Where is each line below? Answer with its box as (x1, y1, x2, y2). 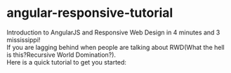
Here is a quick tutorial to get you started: (6, 58, 127, 66)
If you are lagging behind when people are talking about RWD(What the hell (6, 43, 225, 51)
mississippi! (6, 35, 41, 44)
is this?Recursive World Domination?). (6, 51, 117, 59)
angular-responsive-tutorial (6, 5, 173, 21)
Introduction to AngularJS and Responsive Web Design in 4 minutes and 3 (6, 28, 220, 36)
